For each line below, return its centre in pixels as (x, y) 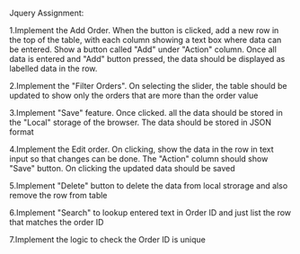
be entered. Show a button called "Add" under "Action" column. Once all (143, 49)
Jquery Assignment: (47, 13)
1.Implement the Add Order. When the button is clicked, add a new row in (144, 30)
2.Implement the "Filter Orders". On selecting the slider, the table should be (148, 86)
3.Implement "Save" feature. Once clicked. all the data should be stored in (146, 113)
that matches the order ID (57, 222)
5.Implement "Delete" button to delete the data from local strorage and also (149, 186)
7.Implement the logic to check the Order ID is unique (108, 240)
